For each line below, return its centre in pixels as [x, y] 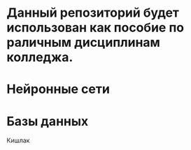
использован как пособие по [95, 28]
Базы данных [48, 121]
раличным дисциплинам [83, 43]
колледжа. [40, 58]
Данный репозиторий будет [93, 13]
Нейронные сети [58, 89]
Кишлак [18, 140]
